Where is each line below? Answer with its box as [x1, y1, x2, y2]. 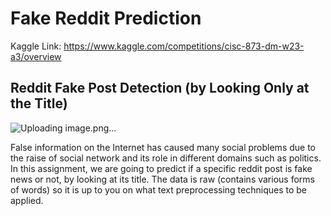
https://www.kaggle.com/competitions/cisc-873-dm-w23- [63, 40, 305, 52]
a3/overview [10, 50, 62, 62]
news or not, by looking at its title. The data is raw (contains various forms [10, 173, 315, 185]
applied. [10, 194, 44, 206]
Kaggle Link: [10, 40, 62, 52]
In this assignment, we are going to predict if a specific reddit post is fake [10, 162, 313, 174]
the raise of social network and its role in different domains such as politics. [10, 152, 322, 164]
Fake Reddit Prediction [10, 7, 202, 30]
